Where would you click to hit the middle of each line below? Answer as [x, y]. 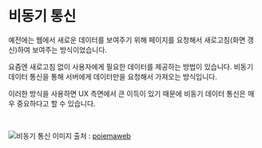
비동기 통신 [42, 16]
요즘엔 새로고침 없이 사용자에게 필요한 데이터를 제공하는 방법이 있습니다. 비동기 [131, 66]
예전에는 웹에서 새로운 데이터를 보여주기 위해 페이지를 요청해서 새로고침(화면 [127, 40]
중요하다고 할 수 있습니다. [56, 103]
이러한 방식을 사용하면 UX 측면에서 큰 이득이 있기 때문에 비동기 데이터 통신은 [127, 93]
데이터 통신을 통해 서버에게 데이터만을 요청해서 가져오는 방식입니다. [113, 76]
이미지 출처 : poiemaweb [92, 135]
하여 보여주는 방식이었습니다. [62, 49]
